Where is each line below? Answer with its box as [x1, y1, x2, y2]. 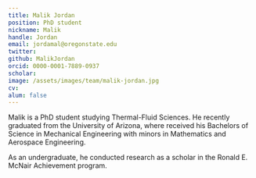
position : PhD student [8, 19, 82, 27]
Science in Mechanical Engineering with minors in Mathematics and [8, 130, 227, 139]
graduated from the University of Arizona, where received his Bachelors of [8, 121, 249, 130]
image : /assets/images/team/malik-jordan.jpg [8, 77, 159, 84]
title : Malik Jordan [8, 11, 76, 20]
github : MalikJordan [8, 55, 76, 63]
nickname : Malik [8, 26, 61, 34]
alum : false [8, 91, 47, 99]
